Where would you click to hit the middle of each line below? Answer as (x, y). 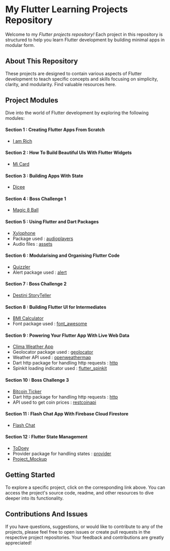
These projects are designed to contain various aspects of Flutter (74, 73)
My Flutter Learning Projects (66, 9)
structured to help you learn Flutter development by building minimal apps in (85, 40)
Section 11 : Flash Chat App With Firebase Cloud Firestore (67, 414)
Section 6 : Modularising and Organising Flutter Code (63, 255)
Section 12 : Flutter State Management (46, 437)
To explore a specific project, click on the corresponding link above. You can (85, 487)
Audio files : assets (32, 244)
